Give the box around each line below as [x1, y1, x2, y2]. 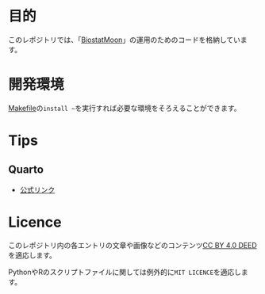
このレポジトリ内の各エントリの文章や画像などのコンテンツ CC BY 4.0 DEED [8, 240, 258, 250]
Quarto [8, 163, 44, 177]
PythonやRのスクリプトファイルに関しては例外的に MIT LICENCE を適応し [8, 267, 242, 277]
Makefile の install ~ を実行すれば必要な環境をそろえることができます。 [8, 103, 241, 113]
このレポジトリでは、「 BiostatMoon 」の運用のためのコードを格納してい [8, 35, 240, 44]
